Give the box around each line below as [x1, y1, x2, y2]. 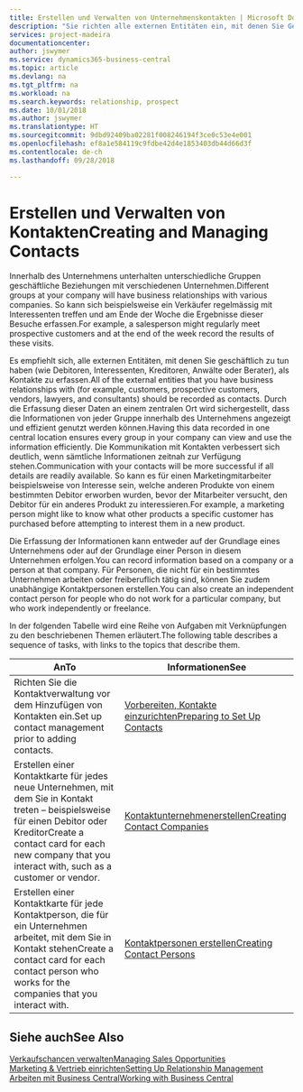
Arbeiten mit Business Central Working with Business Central [9, 1073, 234, 1084]
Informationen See [167, 661, 247, 673]
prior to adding [14, 733, 77, 745]
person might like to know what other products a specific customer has [9, 509, 274, 520]
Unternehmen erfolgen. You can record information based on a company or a [9, 555, 294, 566]
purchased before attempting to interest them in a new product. [9, 518, 245, 529]
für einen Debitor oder [14, 815, 108, 828]
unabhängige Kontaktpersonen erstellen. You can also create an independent [9, 584, 294, 595]
